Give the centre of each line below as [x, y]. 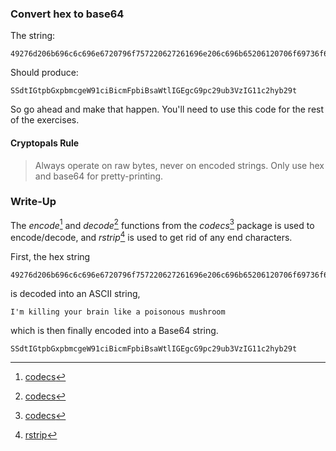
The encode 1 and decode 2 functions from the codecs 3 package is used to [162, 224]
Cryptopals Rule [45, 143]
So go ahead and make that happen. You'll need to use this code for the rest [167, 109]
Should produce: [44, 73]
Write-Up [33, 202]
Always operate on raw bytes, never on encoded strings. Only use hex [179, 165]
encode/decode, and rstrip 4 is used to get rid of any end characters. [151, 237]
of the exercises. [45, 120]
